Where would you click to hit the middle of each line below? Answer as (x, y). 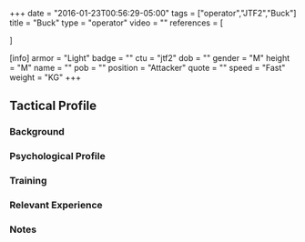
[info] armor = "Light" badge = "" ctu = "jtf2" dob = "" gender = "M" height (150, 58)
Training (28, 181)
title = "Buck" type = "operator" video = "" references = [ (116, 23)
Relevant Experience (56, 206)
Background (37, 132)
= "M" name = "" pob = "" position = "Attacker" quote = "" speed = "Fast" (147, 68)
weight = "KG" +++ (46, 77)
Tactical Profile (53, 106)
